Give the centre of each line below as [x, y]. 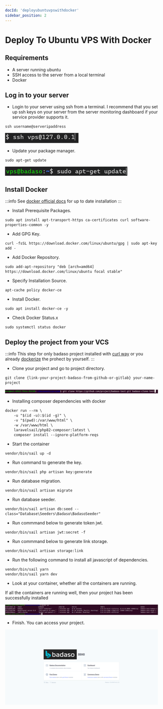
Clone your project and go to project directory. [58, 368]
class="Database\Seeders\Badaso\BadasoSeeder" [53, 514]
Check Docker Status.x [35, 318]
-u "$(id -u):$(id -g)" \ [40, 415]
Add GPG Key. [26, 234]
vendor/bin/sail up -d [28, 453]
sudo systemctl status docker [36, 327]
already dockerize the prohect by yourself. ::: [50, 359]
